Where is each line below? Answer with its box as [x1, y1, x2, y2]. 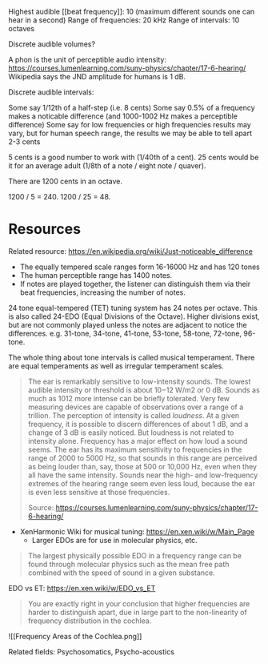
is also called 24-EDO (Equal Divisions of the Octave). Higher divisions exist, [8, 312, 260, 321]
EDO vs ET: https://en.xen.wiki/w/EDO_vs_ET [8, 583, 156, 593]
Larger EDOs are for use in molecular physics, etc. [31, 535, 198, 545]
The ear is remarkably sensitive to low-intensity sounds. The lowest [27, 376, 251, 386]
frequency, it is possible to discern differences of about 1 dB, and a [27, 419, 249, 429]
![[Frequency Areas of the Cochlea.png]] [8, 631, 142, 641]
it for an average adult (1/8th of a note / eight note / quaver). [8, 161, 206, 171]
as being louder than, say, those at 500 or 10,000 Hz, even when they [27, 461, 258, 471]
